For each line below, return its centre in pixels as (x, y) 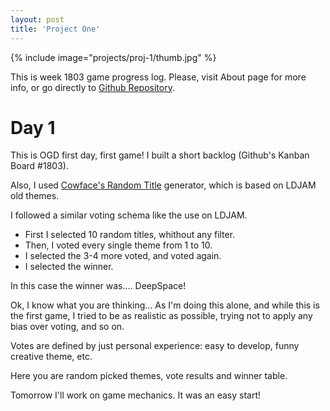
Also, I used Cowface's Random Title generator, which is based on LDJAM (163, 185)
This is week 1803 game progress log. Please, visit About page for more (158, 77)
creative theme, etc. (51, 357)
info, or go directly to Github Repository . (92, 87)
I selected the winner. (69, 267)
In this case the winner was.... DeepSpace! (98, 286)
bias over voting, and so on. (67, 327)
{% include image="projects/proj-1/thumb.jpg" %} (113, 57)
